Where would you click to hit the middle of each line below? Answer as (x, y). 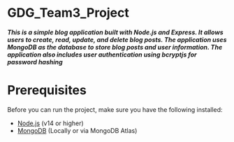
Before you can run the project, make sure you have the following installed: (115, 109)
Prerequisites (47, 91)
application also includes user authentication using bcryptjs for (102, 55)
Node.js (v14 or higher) (50, 123)
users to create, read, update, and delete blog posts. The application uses (117, 39)
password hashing (35, 62)
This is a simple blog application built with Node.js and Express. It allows (115, 32)
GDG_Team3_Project (68, 13)
